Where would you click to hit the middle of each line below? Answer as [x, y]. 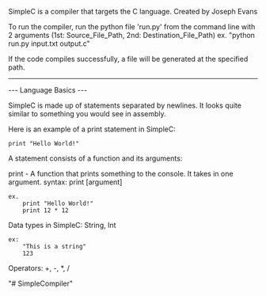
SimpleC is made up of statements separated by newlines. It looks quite [125, 105]
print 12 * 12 [46, 211]
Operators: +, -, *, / [39, 268]
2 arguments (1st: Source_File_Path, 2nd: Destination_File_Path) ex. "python [132, 35]
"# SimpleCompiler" [41, 283]
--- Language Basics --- [48, 90]
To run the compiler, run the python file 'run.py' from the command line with [132, 27]
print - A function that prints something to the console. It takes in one [121, 174]
